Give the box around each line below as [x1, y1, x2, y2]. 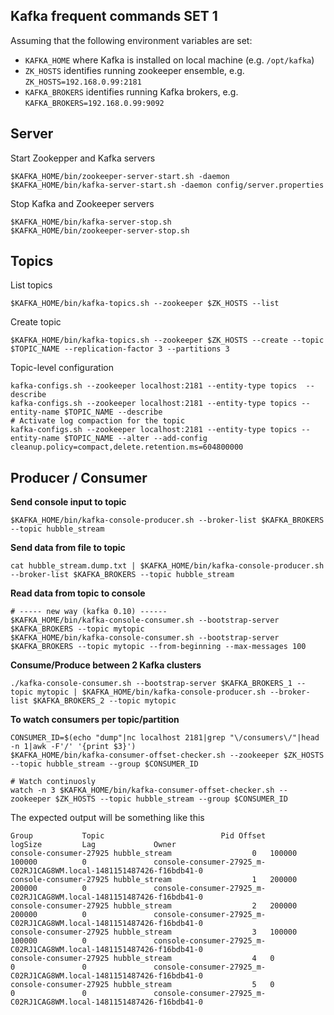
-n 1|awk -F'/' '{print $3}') [10, 742, 137, 752]
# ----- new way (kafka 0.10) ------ [10, 607, 168, 617]
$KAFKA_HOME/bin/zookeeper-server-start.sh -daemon [10, 171, 230, 181]
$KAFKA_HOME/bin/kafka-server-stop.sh [10, 217, 172, 227]
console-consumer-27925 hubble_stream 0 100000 [10, 849, 298, 859]
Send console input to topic [10, 496, 127, 508]
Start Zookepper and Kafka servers [10, 152, 156, 164]
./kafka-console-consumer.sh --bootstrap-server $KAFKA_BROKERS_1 [10, 679, 293, 689]
